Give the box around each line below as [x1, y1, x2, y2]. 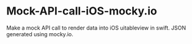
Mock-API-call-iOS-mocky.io [6, 4, 157, 18]
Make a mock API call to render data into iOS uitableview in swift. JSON [6, 24, 186, 31]
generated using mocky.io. [6, 30, 73, 37]
